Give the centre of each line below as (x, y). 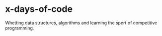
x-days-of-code (39, 9)
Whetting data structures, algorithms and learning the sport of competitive (81, 23)
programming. (20, 28)
